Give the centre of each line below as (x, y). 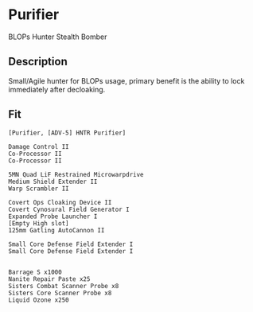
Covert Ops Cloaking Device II (60, 202)
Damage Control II (39, 146)
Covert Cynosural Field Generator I (69, 209)
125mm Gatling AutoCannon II (56, 230)
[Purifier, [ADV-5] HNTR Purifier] (67, 133)
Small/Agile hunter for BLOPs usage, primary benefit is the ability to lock (127, 80)
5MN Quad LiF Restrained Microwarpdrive (76, 174)
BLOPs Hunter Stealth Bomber (58, 37)
